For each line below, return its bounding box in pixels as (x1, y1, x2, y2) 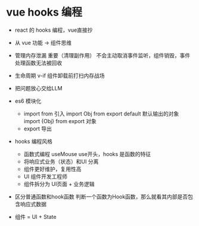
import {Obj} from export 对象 (23, 117, 97, 124)
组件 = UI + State (14, 213, 57, 220)
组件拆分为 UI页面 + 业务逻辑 (23, 180, 95, 187)
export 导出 (23, 125, 52, 132)
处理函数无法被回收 (14, 59, 63, 66)
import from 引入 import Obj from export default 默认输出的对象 (23, 110, 179, 117)
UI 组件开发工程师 (23, 173, 67, 180)
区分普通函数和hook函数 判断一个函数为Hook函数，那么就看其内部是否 (14, 193, 188, 200)
